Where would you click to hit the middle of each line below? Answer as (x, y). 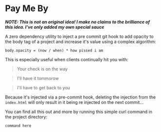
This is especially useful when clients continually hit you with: (67, 59)
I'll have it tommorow (38, 78)
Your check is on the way (42, 69)
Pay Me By (27, 8)
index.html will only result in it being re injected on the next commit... (74, 102)
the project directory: (26, 116)
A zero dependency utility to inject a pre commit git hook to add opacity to (80, 36)
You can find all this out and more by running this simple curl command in (79, 112)
